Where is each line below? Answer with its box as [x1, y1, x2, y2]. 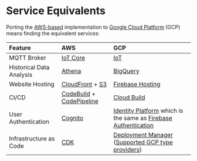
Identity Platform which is [113, 106, 184, 115]
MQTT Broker [9, 53, 46, 62]
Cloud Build [113, 93, 145, 101]
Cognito [61, 113, 84, 122]
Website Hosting [9, 80, 55, 88]
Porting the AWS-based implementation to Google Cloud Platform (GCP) [6, 24, 181, 31]
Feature [9, 43, 31, 52]
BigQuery [113, 66, 140, 75]
